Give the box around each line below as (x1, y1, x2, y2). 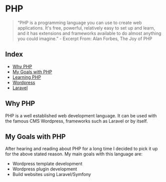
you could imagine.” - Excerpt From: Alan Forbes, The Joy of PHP (17, 36, 152, 42)
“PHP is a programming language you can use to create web (17, 20, 142, 26)
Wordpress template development (12, 161, 82, 167)
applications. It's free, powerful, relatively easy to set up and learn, (17, 25, 155, 31)
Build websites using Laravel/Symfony (12, 171, 91, 177)
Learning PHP (12, 74, 41, 80)
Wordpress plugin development (12, 166, 77, 172)
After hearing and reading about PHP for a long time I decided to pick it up (5, 146, 158, 152)
